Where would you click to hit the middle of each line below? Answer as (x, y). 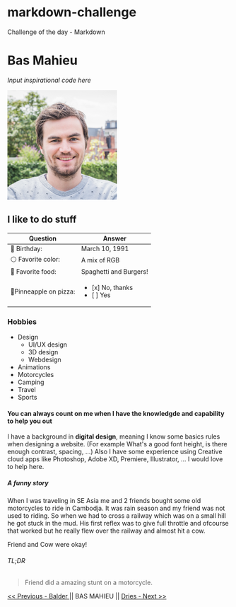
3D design (43, 352)
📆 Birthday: (26, 249)
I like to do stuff (42, 220)
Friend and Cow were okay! (47, 545)
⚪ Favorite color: (35, 259)
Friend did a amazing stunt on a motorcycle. (89, 583)
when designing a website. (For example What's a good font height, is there (117, 444)
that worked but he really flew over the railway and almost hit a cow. (106, 531)
